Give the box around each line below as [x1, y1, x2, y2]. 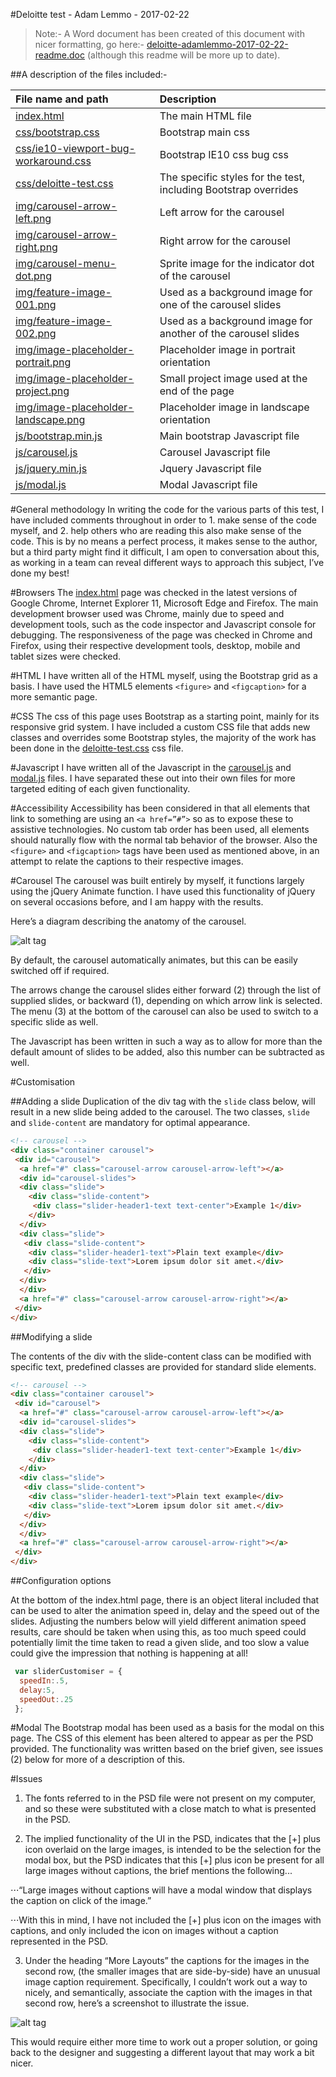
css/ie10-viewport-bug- [15, 142, 136, 155]
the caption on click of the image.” [10, 1895, 152, 1907]
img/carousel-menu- [15, 257, 117, 270]
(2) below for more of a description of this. [10, 1754, 186, 1766]
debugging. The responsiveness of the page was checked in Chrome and [10, 629, 313, 641]
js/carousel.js [15, 445, 78, 459]
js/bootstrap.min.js [15, 429, 103, 443]
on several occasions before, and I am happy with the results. [10, 896, 264, 908]
